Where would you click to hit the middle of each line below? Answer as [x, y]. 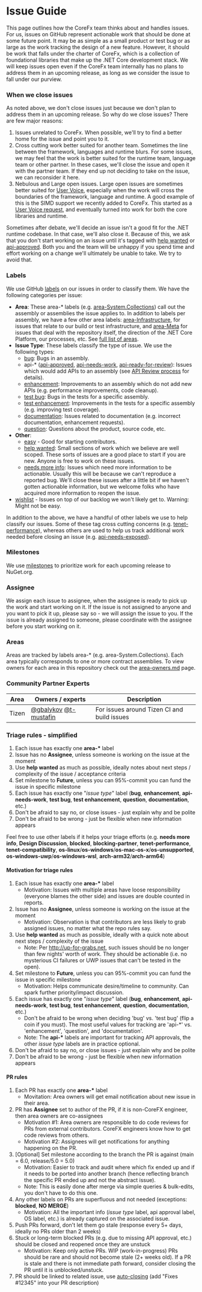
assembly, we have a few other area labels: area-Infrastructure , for [98, 320]
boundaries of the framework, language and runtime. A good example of [105, 197]
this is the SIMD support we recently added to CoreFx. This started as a [103, 203]
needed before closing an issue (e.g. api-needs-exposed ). [78, 536]
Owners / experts [60, 699]
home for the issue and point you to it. [62, 139]
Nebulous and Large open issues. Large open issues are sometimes [99, 184]
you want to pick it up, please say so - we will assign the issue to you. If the [100, 614]
